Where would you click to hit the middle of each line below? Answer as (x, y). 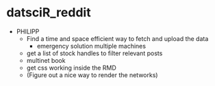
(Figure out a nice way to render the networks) (92, 75)
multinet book (46, 60)
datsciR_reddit (49, 13)
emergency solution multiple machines (91, 46)
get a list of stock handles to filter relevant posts (94, 53)
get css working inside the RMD (72, 68)
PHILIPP (28, 31)
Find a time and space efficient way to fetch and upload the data (117, 38)
